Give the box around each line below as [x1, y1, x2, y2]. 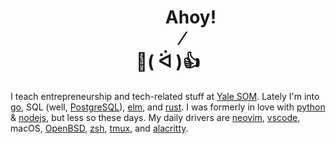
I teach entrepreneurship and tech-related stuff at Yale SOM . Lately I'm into [10, 90, 320, 102]
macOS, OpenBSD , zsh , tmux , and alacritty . [10, 122, 189, 134]
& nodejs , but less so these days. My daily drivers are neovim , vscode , [10, 111, 301, 123]
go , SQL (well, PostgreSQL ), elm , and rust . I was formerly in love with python [10, 101, 326, 113]
